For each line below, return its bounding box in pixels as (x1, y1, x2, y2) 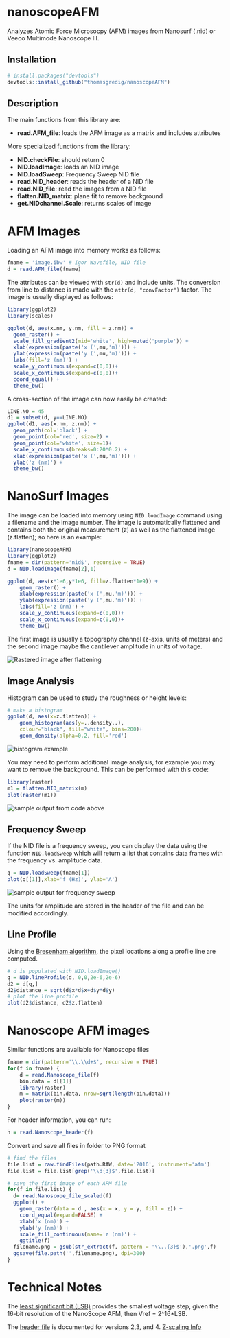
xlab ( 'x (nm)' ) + (19, 1218, 69, 1225)
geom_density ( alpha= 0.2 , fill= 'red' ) (19, 732, 128, 739)
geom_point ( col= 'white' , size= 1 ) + (13, 440, 112, 447)
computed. (7, 954, 38, 963)
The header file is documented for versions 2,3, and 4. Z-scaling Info (7, 1322, 202, 1331)
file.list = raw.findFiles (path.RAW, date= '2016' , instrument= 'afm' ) (7, 1161, 211, 1168)
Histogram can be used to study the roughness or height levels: (7, 694, 187, 702)
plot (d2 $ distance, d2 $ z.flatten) (7, 1000, 103, 1007)
